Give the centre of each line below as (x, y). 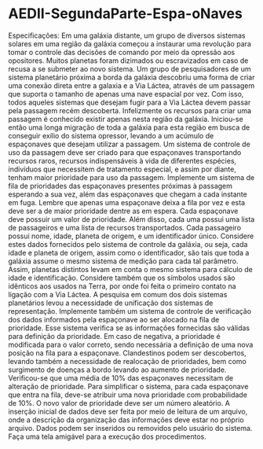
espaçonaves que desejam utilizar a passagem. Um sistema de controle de (130, 144)
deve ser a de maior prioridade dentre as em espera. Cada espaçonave (123, 211)
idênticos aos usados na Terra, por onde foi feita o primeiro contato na (122, 286)
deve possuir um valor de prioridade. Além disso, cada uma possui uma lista (131, 219)
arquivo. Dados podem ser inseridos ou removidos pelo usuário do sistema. (130, 428)
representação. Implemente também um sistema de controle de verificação (130, 311)
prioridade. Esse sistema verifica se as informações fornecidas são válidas (129, 328)
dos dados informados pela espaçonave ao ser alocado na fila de (114, 319)
